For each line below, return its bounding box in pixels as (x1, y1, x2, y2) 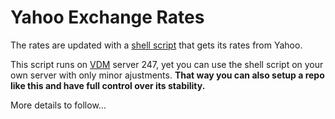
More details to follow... (10, 99, 107, 111)
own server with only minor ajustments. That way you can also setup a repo (10, 69, 325, 81)
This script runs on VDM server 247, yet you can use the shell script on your (10, 58, 324, 70)
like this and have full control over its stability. (10, 79, 206, 91)
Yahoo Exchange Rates (10, 6, 205, 29)
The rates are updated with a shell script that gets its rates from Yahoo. (10, 39, 303, 51)
